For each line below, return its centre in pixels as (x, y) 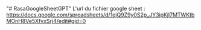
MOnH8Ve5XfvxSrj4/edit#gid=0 (46, 21)
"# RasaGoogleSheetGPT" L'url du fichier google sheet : (76, 9)
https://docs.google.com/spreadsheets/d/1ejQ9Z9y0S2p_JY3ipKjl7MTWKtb (101, 15)
